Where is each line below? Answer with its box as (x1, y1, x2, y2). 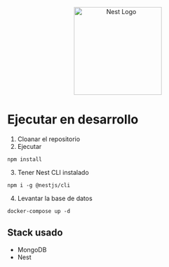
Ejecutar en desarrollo (7, 112, 139, 128)
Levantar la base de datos (17, 194, 93, 202)
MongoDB (17, 245, 47, 254)
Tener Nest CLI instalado (17, 168, 89, 176)
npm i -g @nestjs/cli (7, 181, 71, 189)
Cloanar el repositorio (17, 134, 81, 143)
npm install (7, 155, 42, 163)
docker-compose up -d (7, 207, 71, 214)
